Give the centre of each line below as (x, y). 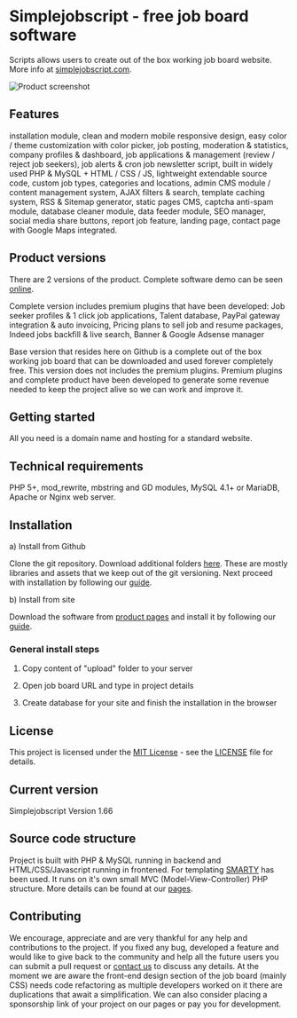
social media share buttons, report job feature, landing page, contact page (145, 220)
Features (34, 114)
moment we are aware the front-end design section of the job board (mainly (148, 975)
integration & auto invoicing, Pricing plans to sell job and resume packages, (146, 325)
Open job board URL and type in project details (108, 686)
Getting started (52, 417)
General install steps (55, 649)
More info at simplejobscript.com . (70, 69)
